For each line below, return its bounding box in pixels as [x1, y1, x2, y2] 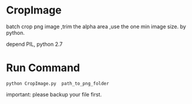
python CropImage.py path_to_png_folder [6, 80, 110, 86]
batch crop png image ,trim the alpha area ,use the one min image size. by [6, 23, 187, 30]
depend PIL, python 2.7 [6, 41, 63, 48]
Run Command [6, 61, 81, 75]
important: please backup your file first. [6, 90, 102, 98]
